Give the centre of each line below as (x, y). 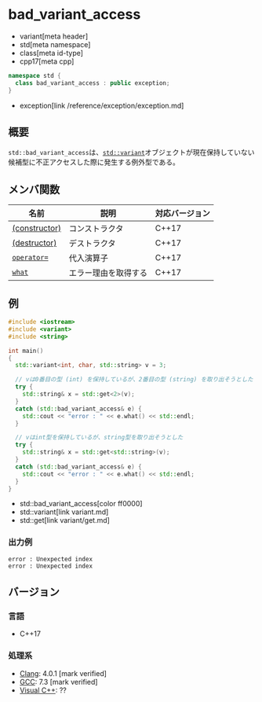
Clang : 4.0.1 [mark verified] (63, 673)
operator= (30, 258)
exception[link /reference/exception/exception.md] (102, 105)
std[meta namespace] (55, 44)
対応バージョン (182, 214)
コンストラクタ (96, 229)
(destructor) (35, 243)
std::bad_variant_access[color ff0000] (81, 504)
